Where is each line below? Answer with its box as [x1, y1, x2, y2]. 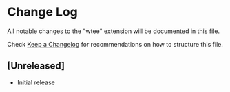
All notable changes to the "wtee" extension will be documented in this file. [7, 27, 220, 35]
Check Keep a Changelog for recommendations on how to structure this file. [7, 40, 224, 48]
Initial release [17, 78, 55, 87]
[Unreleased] [7, 60, 65, 72]
